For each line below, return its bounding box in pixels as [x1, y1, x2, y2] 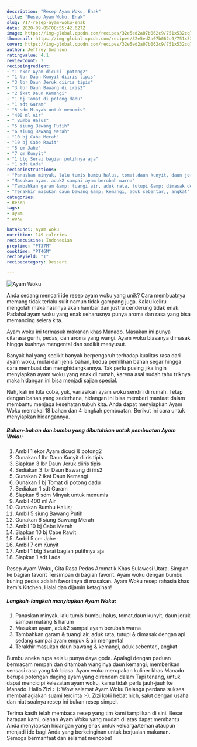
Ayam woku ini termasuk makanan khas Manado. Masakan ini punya [6, 328, 171, 335]
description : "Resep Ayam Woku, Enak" [6, 8, 101, 15]
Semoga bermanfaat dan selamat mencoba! [6, 734, 112, 741]
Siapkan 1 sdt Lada [15, 553, 61, 560]
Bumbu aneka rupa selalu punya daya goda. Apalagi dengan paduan [6, 654, 171, 661]
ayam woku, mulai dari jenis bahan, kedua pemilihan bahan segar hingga [6, 359, 182, 365]
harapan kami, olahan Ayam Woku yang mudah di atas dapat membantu [6, 715, 180, 722]
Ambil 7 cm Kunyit [15, 541, 59, 548]
